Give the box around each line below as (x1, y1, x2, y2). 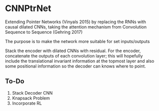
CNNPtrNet (5, 3, 51, 14)
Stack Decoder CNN (12, 90, 53, 96)
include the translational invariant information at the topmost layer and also (5, 58, 154, 64)
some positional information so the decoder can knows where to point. (5, 63, 146, 69)
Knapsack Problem (12, 95, 50, 101)
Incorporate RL (12, 100, 42, 106)
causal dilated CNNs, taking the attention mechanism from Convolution (5, 24, 147, 29)
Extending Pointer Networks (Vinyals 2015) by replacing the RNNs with (5, 19, 146, 25)
